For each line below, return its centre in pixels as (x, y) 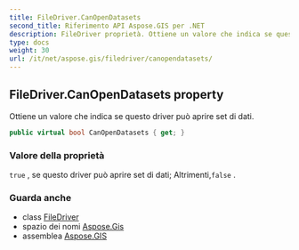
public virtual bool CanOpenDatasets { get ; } (97, 133)
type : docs (29, 42)
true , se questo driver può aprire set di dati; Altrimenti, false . (122, 174)
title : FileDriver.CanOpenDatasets (75, 17)
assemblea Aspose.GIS (65, 236)
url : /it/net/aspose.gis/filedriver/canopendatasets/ (111, 59)
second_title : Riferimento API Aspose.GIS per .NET (107, 26)
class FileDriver (50, 217)
